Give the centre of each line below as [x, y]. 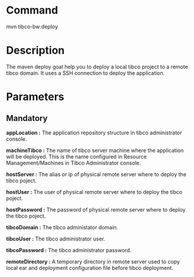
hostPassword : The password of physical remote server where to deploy [96, 209]
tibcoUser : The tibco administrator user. [56, 239]
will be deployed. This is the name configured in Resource [77, 156]
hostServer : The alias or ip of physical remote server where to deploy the [96, 174]
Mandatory [27, 118]
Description [35, 50]
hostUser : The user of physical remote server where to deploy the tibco [94, 192]
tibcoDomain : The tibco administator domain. [62, 227]
